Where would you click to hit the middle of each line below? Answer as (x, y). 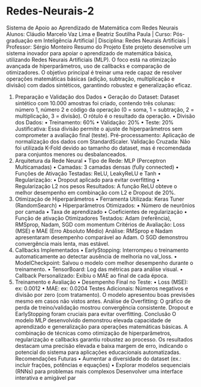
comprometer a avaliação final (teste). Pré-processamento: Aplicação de (105, 135)
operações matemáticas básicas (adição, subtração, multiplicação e (91, 79)
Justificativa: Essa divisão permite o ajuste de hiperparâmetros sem (99, 129)
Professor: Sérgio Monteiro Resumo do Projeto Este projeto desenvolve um (99, 47)
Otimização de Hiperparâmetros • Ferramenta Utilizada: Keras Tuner (100, 199)
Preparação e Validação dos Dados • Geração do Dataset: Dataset (97, 97)
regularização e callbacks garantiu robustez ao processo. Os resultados (104, 339)
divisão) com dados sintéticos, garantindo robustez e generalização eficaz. (99, 85)
